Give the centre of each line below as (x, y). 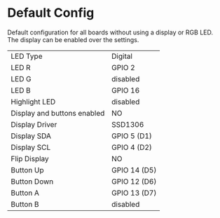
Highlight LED (33, 102)
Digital (122, 56)
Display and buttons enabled (58, 113)
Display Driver (34, 124)
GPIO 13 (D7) (134, 193)
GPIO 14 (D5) (134, 170)
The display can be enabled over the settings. (73, 39)
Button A (25, 193)
